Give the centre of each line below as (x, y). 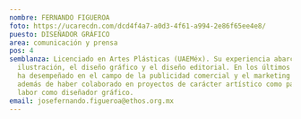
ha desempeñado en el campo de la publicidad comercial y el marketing (154, 76)
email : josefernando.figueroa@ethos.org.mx (92, 101)
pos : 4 (21, 51)
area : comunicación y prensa (64, 42)
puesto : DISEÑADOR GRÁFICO (60, 34)
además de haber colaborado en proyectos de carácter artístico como (150, 84)
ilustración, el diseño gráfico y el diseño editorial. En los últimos (154, 68)
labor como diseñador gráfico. (76, 92)
